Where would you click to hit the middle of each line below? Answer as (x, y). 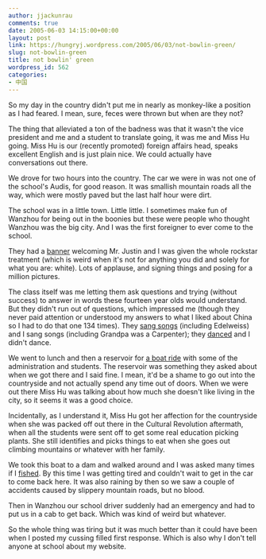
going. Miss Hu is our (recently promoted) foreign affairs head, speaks (123, 146)
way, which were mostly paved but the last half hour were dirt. (110, 195)
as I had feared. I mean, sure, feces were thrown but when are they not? (126, 113)
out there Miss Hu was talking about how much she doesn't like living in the (132, 391)
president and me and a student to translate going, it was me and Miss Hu (129, 137)
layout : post (30, 38)
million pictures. (34, 276)
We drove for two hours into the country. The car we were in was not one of (132, 178)
